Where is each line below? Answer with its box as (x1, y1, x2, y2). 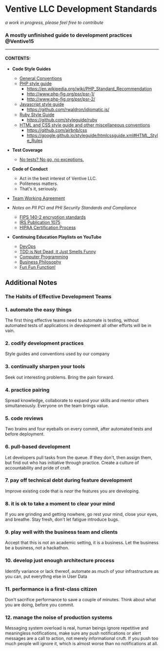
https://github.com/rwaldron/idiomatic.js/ (26, 106, 110, 113)
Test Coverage (12, 147, 43, 153)
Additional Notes (5, 278, 58, 286)
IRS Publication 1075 (19, 220, 61, 225)
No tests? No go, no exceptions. (19, 157, 84, 163)
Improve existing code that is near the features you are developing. (5, 488, 140, 494)
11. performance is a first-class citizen (5, 586, 98, 592)
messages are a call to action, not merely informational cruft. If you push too (5, 635, 159, 641)
